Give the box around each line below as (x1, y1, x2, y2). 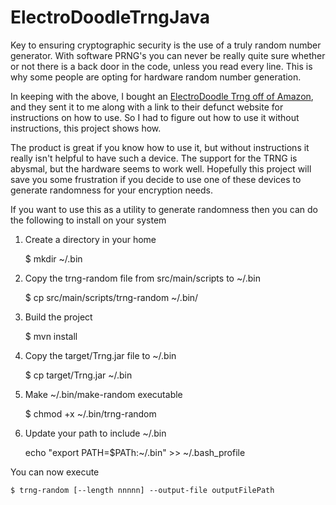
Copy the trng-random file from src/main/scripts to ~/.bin (24, 272, 261, 284)
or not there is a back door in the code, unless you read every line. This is (10, 60, 313, 72)
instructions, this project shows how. (10, 122, 162, 134)
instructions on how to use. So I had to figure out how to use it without (10, 111, 300, 123)
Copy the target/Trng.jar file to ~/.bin (24, 349, 177, 361)
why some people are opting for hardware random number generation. (10, 71, 302, 83)
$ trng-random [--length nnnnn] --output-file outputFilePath (10, 485, 275, 495)
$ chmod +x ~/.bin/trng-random (24, 407, 157, 420)
